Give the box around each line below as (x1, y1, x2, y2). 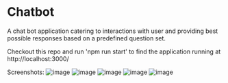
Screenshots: (7, 68, 45, 76)
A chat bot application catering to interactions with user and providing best (7, 27, 218, 35)
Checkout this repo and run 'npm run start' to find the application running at (7, 47, 221, 56)
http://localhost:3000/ (7, 54, 70, 62)
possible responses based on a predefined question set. (7, 34, 166, 42)
